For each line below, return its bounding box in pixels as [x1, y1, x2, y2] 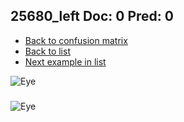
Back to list [24, 45, 71, 57]
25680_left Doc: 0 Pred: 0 [10, 8, 174, 25]
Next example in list [24, 55, 107, 68]
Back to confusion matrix [24, 34, 128, 46]
